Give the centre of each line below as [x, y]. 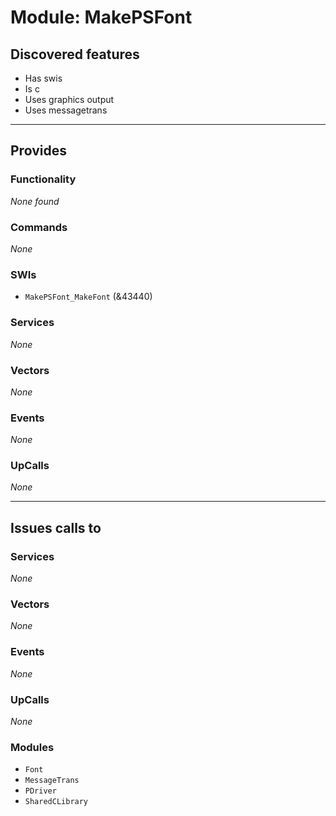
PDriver [40, 791]
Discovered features [75, 54]
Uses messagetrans [66, 110]
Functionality [43, 179]
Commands [39, 227]
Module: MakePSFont [101, 17]
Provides [38, 151]
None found [35, 201]
